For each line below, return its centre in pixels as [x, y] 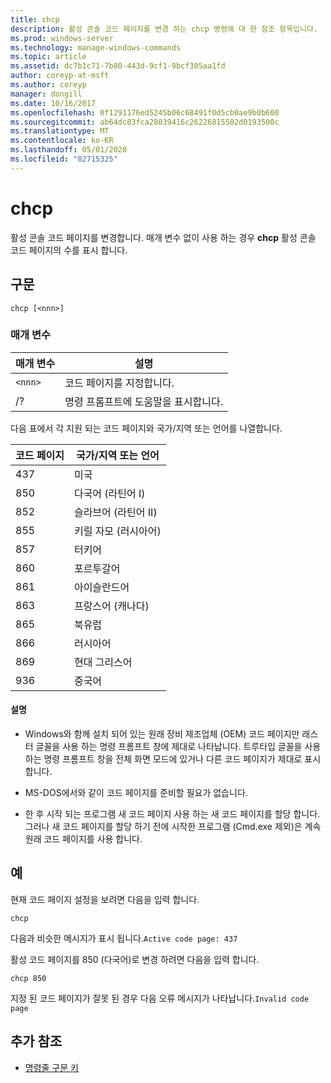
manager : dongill [46, 94]
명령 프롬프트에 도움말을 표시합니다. [143, 401]
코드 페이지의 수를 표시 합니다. [69, 250]
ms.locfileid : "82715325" [64, 159]
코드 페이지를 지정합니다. [119, 383]
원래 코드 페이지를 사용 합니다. [83, 839]
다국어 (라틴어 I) [109, 493]
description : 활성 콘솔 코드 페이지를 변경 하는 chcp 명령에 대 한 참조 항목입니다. [164, 29]
